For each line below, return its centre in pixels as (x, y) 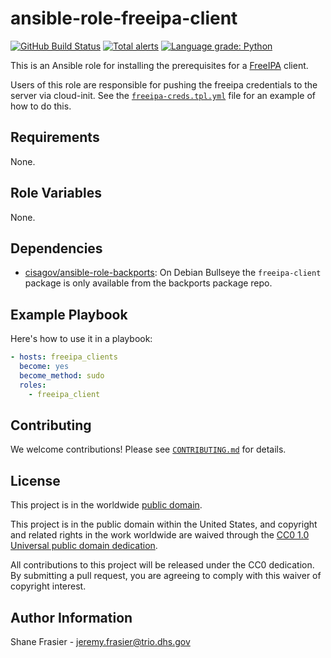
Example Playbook (69, 314)
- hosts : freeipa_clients (64, 357)
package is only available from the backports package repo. (148, 283)
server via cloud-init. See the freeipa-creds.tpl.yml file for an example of (163, 95)
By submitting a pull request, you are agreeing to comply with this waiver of (166, 576)
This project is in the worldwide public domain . (106, 505)
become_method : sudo (62, 375)
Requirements (55, 137)
